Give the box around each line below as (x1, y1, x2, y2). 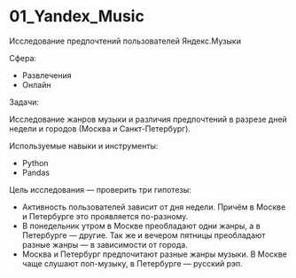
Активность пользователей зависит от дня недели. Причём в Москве (21, 202, 286, 212)
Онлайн (21, 79, 51, 90)
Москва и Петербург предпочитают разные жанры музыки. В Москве (21, 249, 288, 259)
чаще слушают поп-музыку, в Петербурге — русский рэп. (21, 258, 244, 268)
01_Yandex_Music (9, 6, 144, 27)
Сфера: (9, 52, 37, 63)
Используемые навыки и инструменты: (9, 140, 159, 151)
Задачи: (9, 96, 40, 107)
